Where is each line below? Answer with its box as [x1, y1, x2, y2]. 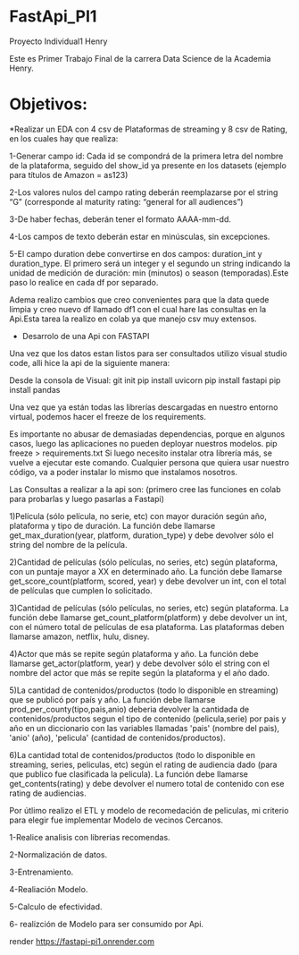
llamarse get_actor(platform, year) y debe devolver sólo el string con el [9, 658, 270, 669]
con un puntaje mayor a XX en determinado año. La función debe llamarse [9, 566, 283, 576]
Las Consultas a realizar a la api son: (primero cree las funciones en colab [9, 483, 281, 494]
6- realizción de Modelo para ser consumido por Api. [9, 918, 203, 929]
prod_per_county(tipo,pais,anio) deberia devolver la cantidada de [9, 703, 250, 714]
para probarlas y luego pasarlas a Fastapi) [9, 493, 165, 504]
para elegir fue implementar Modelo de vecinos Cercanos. [9, 814, 224, 825]
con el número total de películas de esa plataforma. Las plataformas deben [9, 621, 285, 632]
